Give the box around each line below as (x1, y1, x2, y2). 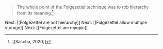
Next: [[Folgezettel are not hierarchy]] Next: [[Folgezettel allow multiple (5, 19, 147, 25)
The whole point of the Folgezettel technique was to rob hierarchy (16, 4, 149, 10)
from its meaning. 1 (16, 9, 54, 16)
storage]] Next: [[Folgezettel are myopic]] (5, 24, 88, 31)
